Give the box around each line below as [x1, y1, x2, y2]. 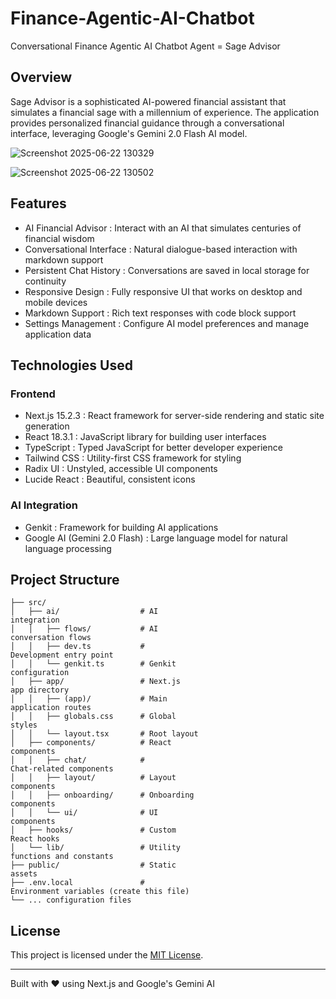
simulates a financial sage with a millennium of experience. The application [10, 106, 320, 118]
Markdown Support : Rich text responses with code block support [24, 307, 297, 319]
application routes [10, 703, 92, 713]
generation [24, 420, 70, 432]
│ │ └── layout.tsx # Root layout [10, 729, 199, 739]
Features [10, 195, 67, 212]
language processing [24, 542, 112, 554]
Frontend [10, 387, 56, 401]
